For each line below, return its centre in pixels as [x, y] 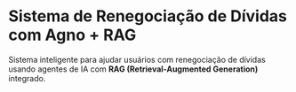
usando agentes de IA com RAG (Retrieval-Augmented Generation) [133, 69]
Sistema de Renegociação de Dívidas [148, 16]
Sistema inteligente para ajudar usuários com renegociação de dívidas [137, 59]
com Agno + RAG [72, 35]
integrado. [27, 78]
